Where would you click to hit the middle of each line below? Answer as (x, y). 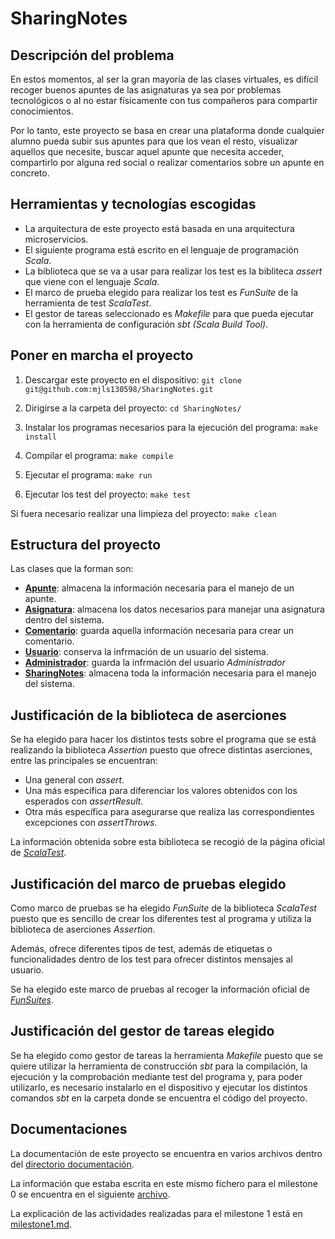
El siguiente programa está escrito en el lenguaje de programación (161, 249)
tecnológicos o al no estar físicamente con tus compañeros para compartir (164, 100)
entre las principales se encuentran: (84, 761)
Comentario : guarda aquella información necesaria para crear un (159, 631)
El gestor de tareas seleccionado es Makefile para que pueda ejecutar (169, 313)
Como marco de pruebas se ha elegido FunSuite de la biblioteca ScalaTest (163, 908)
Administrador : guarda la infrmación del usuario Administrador (155, 663)
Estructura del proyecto (86, 545)
